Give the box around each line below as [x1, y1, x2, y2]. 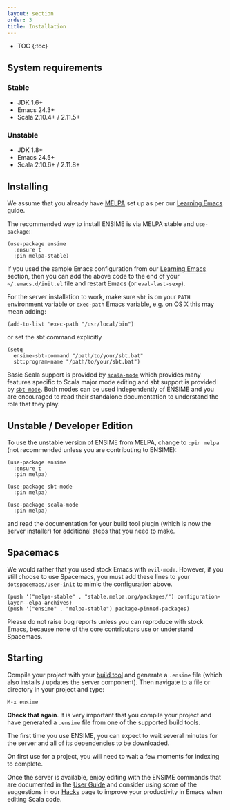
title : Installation [7, 23, 67, 30]
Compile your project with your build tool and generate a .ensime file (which [7, 670, 222, 679]
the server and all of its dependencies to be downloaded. [7, 739, 170, 747]
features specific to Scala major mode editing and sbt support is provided [7, 378, 216, 386]
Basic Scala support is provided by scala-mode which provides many [7, 370, 202, 379]
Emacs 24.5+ [17, 153, 55, 162]
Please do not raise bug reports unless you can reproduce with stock [7, 617, 204, 625]
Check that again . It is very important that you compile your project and [7, 710, 212, 719]
